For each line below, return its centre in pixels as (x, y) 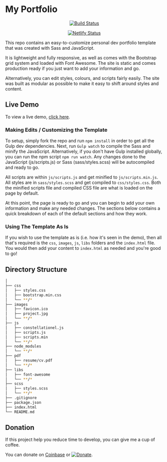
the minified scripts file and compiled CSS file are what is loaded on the (79, 188)
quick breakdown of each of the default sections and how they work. (76, 214)
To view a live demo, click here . (38, 117)
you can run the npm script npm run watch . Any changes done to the (75, 157)
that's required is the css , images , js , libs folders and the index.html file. (80, 243)
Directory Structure (36, 269)
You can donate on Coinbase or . (49, 455)
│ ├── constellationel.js (35, 328)
